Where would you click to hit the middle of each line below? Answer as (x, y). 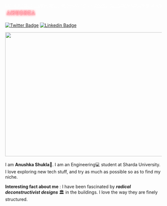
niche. (12, 177)
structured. (17, 199)
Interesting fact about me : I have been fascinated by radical (68, 186)
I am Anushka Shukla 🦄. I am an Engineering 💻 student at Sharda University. (83, 164)
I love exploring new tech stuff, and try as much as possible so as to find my (83, 172)
